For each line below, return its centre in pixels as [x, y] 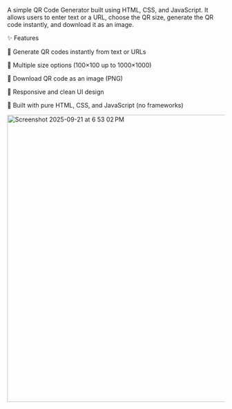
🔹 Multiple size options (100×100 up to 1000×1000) [79, 65]
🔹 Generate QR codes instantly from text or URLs [77, 52]
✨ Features [23, 38]
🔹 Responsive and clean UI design [56, 92]
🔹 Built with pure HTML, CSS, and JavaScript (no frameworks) [96, 105]
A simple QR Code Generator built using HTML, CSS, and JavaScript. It [108, 10]
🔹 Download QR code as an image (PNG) [65, 78]
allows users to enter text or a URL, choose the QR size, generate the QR [110, 17]
